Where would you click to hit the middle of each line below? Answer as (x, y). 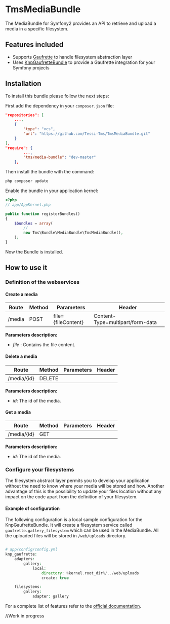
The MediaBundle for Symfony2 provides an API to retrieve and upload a (81, 23)
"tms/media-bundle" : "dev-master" (60, 157)
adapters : (25, 559)
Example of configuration (32, 508)
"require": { (19, 148)
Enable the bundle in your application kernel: (52, 191)
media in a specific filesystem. (37, 28)
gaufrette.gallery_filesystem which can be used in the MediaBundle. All (82, 530)
